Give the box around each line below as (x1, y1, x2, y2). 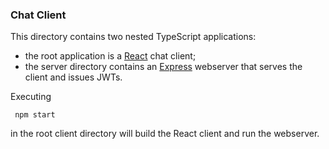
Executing (10, 91, 52, 103)
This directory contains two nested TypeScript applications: (10, 31, 257, 43)
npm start (14, 110, 56, 120)
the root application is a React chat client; (24, 50, 197, 62)
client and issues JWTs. (24, 71, 123, 83)
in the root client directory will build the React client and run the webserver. (10, 128, 320, 140)
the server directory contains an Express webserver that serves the (24, 61, 303, 73)
